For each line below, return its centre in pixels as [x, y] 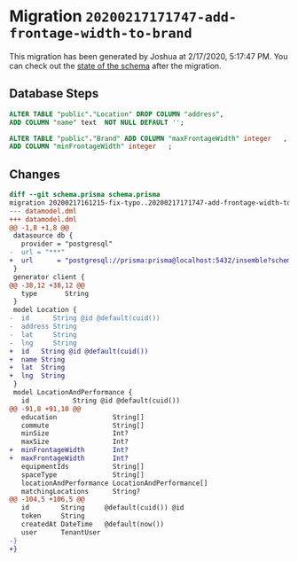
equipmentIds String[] [82, 466]
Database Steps [54, 94]
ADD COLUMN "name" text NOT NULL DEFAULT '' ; [97, 122]
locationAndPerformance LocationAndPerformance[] [114, 483]
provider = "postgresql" [67, 244]
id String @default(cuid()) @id [102, 508]
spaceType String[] [82, 475]
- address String [43, 327]
